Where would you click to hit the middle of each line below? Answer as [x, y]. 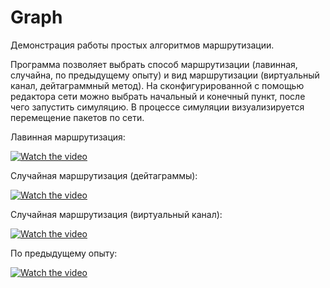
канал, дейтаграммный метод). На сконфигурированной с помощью [157, 85]
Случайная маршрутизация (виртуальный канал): [116, 214]
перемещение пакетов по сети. [77, 117]
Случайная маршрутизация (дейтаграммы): [104, 175]
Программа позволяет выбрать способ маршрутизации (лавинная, [154, 64]
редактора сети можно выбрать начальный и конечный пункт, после [158, 96]
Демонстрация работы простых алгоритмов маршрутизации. [142, 45]
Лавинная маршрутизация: [68, 137]
